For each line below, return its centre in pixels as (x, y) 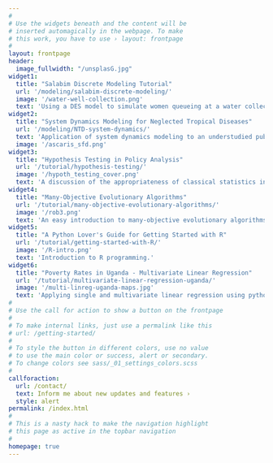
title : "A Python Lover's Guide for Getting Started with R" (121, 235)
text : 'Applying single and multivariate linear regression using (130, 296)
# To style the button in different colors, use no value (108, 348)
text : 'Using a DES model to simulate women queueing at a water (129, 106)
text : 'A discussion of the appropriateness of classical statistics (136, 182)
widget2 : (23, 115)
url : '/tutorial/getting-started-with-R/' (89, 243)
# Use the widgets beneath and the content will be (97, 24)
